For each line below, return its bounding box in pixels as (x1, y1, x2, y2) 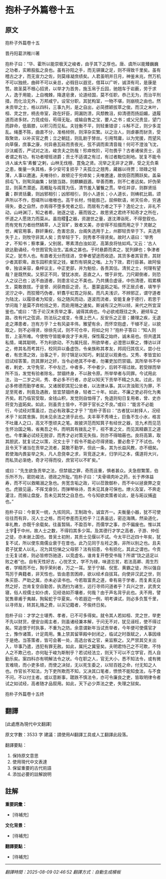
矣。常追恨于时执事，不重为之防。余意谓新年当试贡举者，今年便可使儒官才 (5, 625, 157, 630)
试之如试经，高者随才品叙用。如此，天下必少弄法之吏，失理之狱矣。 (5, 680, 144, 686)
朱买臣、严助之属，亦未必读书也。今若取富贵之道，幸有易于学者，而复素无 (5, 577, 157, 583)
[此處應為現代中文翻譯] (5, 721, 52, 727)
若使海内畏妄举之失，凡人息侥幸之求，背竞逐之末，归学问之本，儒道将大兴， (5, 451, 161, 457)
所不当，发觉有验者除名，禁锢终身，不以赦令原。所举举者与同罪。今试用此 (5, 370, 157, 376)
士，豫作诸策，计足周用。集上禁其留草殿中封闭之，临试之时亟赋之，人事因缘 (5, 631, 161, 637)
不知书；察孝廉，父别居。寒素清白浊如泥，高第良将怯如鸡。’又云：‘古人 (13, 241, 157, 246)
